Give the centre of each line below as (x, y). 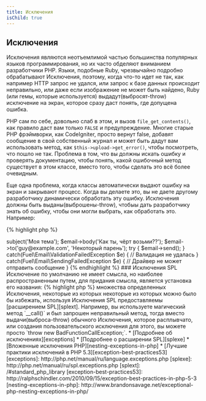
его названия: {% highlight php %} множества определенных (86, 287)
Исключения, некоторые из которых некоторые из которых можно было (101, 294)
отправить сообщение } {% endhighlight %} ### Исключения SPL (92, 268)
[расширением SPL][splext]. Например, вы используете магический (96, 307)
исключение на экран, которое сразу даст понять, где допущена (92, 103)
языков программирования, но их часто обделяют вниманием (89, 64)
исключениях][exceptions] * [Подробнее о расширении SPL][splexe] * (98, 339)
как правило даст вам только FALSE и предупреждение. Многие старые (100, 128)
